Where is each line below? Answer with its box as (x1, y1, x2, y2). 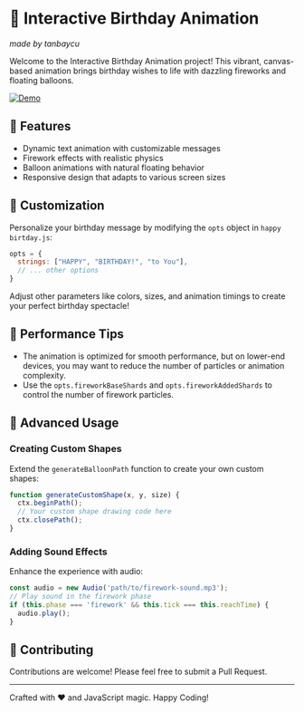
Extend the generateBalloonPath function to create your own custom (9, 463, 264, 474)
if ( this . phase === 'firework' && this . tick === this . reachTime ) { (9, 600, 270, 610)
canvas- (263, 55, 294, 66)
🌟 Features (9, 119, 71, 134)
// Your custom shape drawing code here (17, 507, 172, 516)
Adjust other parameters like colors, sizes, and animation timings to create (9, 291, 286, 302)
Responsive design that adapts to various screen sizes (22, 171, 226, 182)
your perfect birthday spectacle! (9, 301, 129, 312)
